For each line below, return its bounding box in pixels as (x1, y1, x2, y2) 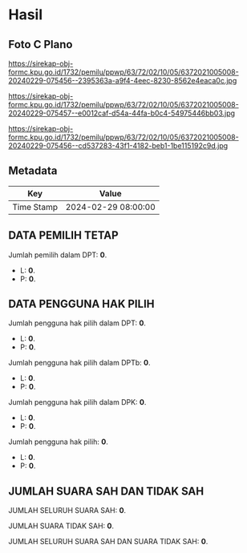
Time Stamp (12, 201, 59, 212)
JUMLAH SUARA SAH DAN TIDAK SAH (8, 484, 204, 498)
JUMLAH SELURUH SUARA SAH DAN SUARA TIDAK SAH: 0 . (8, 537, 209, 547)
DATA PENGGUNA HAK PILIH (8, 297, 155, 311)
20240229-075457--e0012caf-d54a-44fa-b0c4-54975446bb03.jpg (8, 108, 235, 118)
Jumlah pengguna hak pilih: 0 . (8, 437, 108, 446)
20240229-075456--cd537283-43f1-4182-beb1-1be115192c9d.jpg (8, 141, 229, 150)
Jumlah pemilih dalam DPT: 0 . (8, 250, 107, 260)
